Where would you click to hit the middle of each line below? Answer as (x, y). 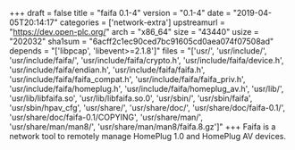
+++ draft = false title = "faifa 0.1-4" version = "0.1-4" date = (120, 13)
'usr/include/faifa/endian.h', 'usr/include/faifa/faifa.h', (107, 70)
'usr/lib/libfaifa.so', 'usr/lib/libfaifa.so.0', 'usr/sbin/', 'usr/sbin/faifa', (131, 98)
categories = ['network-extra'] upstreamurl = (142, 22)
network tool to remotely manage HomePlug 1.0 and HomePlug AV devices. (148, 136)
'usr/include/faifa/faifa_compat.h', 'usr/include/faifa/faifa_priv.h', (127, 79)
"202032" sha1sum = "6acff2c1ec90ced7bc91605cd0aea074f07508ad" (142, 41)
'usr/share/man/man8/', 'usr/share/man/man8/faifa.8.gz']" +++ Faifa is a (143, 127)
